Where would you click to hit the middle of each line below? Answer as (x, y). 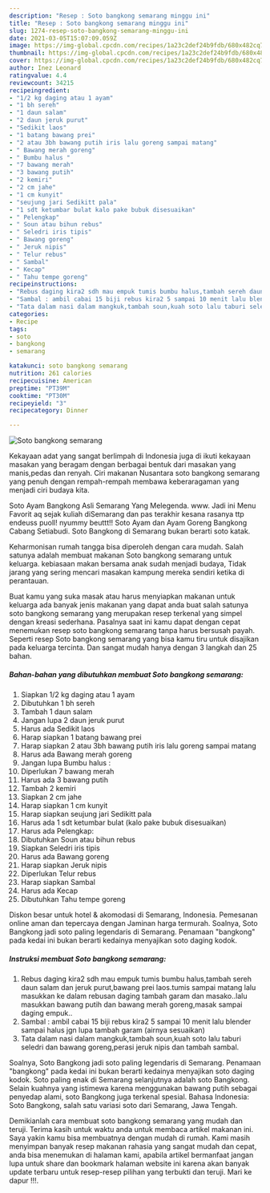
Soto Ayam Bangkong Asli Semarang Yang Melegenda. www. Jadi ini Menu (133, 505)
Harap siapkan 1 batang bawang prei (81, 737)
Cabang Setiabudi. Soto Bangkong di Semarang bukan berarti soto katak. (130, 531)
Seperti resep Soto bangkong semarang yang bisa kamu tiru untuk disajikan (134, 639)
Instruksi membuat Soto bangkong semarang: (88, 959)
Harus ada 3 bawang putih (64, 780)
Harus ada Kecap (49, 891)
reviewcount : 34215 (42, 83)
